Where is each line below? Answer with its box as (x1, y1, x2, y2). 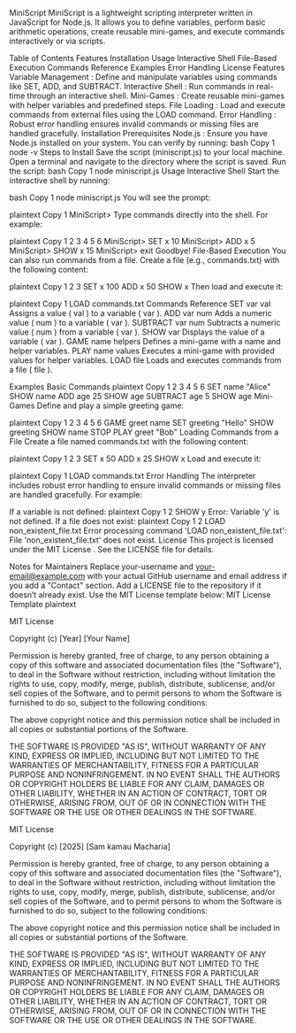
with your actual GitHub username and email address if (87, 571, 287, 581)
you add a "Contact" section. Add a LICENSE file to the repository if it (9, 580, 262, 590)
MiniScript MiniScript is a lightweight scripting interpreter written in (9, 8, 254, 18)
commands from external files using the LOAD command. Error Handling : (9, 110, 277, 119)
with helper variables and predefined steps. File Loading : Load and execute (9, 100, 285, 110)
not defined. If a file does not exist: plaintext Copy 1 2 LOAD (9, 516, 226, 526)
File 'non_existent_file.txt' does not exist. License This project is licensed (9, 535, 274, 545)
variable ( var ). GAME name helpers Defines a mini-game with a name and (9, 336, 281, 346)
